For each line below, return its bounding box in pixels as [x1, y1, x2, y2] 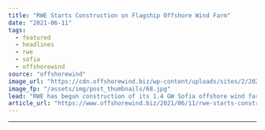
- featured [15, 33, 51, 42]
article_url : [8, 99, 51, 107]
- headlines [15, 41, 55, 49]
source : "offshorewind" [8, 70, 87, 78]
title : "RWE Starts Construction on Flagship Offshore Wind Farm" [8, 11, 231, 20]
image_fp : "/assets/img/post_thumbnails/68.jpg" [8, 84, 171, 93]
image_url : [8, 77, 44, 85]
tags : [8, 26, 26, 34]
